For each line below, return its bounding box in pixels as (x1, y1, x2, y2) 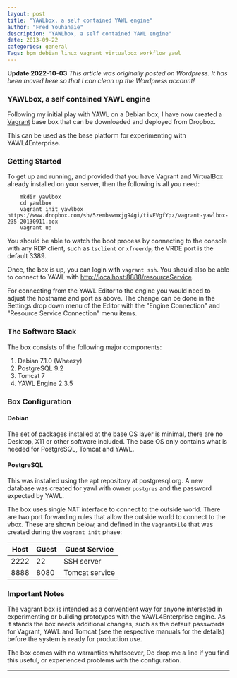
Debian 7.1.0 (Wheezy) (17, 356, 83, 365)
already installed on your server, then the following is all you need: (7, 180, 200, 188)
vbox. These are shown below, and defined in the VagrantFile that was (7, 520, 214, 529)
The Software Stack (7, 327, 77, 337)
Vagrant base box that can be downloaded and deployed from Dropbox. (7, 118, 217, 126)
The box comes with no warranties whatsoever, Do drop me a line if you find (7, 648, 229, 657)
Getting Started (7, 157, 61, 167)
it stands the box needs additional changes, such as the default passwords (7, 620, 225, 629)
